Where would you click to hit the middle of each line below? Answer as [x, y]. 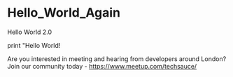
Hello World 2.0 [30, 32]
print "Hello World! [34, 45]
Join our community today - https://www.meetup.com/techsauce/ [102, 66]
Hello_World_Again [64, 13]
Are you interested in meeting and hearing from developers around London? [117, 59]
